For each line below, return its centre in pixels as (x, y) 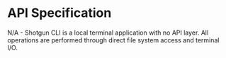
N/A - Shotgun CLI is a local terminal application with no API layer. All (108, 33)
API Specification (60, 13)
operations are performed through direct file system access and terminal (113, 40)
